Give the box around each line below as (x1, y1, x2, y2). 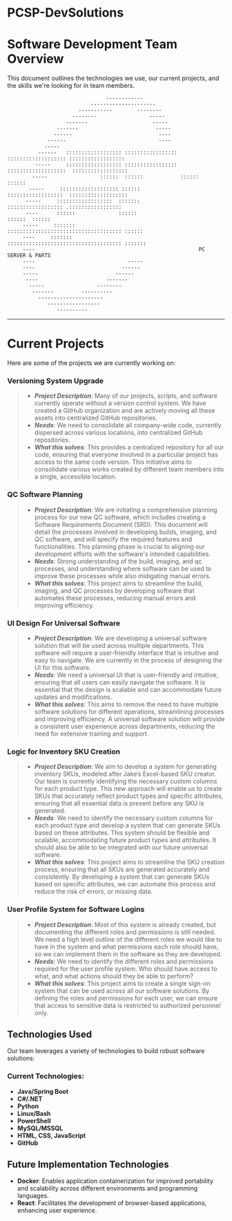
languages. (17, 1191, 50, 1200)
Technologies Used (7, 1028, 92, 1040)
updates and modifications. (34, 693, 113, 701)
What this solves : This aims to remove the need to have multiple (34, 700, 219, 708)
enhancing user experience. (17, 1206, 97, 1215)
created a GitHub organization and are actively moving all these (34, 407, 215, 415)
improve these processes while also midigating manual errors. (34, 572, 211, 580)
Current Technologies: (7, 1072, 85, 1081)
